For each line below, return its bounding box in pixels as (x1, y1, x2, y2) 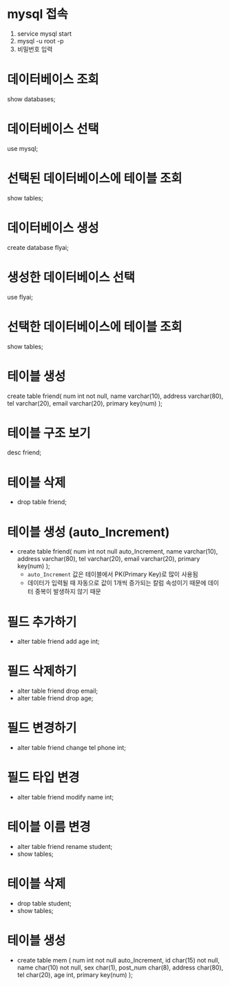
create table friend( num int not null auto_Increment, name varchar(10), (17, 547, 218, 556)
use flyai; (7, 293, 33, 301)
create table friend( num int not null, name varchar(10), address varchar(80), (7, 392, 224, 400)
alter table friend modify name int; (17, 793, 114, 801)
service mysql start (17, 29, 72, 38)
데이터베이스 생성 (7, 220, 99, 235)
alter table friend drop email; (17, 686, 98, 695)
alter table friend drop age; (17, 694, 94, 702)
